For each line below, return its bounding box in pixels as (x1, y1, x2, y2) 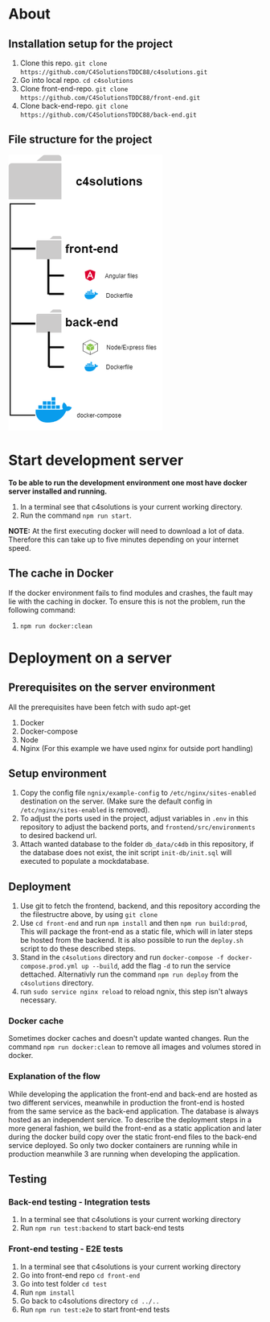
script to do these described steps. (19, 944, 137, 954)
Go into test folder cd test (19, 1279, 108, 1288)
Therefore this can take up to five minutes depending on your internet (8, 535, 239, 544)
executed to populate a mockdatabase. (19, 857, 149, 866)
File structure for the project (8, 133, 153, 147)
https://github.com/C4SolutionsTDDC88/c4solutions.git (19, 68, 208, 76)
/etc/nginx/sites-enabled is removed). (19, 805, 150, 815)
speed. (8, 543, 31, 552)
